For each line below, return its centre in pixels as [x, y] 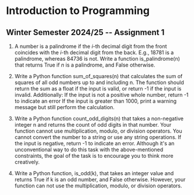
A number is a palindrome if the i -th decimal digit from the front [91, 46]
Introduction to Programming [78, 11]
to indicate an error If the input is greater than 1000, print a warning [96, 101]
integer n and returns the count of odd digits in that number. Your [93, 125]
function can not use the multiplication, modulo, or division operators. [98, 186]
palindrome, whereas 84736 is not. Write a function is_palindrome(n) [97, 59]
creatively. [27, 162]
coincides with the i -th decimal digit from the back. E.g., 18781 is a [94, 53]
